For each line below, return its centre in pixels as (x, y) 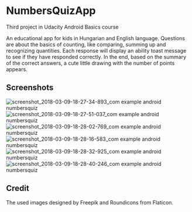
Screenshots (30, 88)
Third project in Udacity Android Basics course (62, 27)
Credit (18, 188)
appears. (17, 69)
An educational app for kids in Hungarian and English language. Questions (96, 38)
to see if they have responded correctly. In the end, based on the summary (96, 57)
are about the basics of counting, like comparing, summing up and (86, 44)
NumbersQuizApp (51, 11)
